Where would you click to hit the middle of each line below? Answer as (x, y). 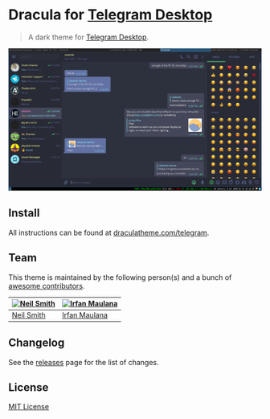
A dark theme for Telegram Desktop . (88, 37)
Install (24, 214)
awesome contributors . (47, 285)
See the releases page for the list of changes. (84, 362)
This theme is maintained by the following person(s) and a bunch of (120, 277)
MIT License (29, 407)
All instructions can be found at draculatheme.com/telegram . (109, 232)
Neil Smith (29, 315)
